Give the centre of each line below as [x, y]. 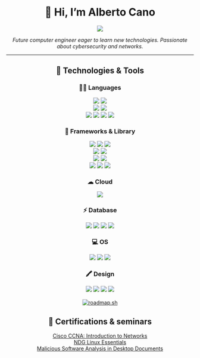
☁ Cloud [100, 182]
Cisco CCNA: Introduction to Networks [100, 336]
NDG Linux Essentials [100, 342]
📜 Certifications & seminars [100, 321]
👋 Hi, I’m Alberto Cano [100, 12]
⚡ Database [100, 210]
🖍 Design [100, 274]
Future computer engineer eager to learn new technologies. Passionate [100, 40]
